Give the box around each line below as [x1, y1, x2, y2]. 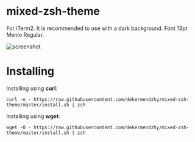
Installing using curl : [6, 84, 58, 92]
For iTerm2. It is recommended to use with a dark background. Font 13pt [6, 24, 188, 32]
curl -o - [6, 96, 32, 102]
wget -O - [6, 124, 32, 130]
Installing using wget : [6, 112, 60, 120]
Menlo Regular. [6, 31, 44, 38]
